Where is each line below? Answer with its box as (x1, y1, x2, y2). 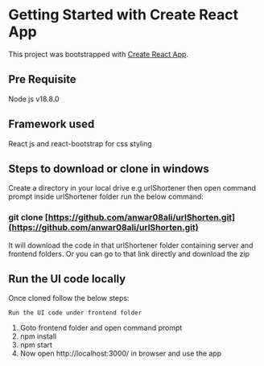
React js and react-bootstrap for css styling (8, 138, 153, 148)
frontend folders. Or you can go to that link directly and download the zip (8, 249, 250, 258)
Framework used (8, 117, 95, 131)
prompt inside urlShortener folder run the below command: (8, 191, 204, 202)
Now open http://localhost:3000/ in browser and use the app (19, 348, 222, 359)
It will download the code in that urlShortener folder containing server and (8, 240, 254, 250)
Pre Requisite (8, 72, 76, 86)
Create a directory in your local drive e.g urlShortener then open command (8, 183, 256, 193)
